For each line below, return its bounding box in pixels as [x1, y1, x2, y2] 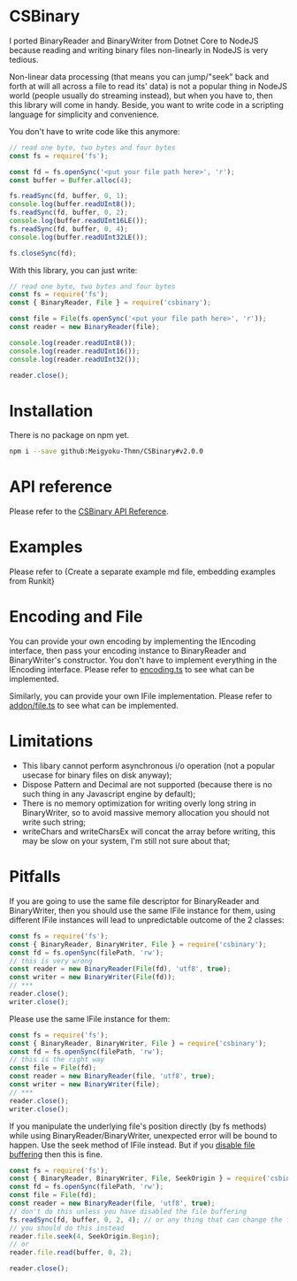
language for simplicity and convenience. [9, 109, 159, 119]
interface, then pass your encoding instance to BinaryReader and [9, 646, 247, 656]
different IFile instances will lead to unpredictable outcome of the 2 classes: [9, 914, 285, 925]
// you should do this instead [9, 1223, 125, 1232]
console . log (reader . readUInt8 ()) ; [9, 338, 137, 347]
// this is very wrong [9, 956, 93, 965]
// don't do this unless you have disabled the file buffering [9, 1207, 247, 1216]
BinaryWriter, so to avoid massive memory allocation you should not [21, 808, 270, 817]
